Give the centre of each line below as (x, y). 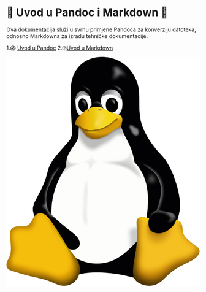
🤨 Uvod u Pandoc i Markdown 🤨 (87, 13)
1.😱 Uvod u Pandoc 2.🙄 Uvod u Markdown (60, 48)
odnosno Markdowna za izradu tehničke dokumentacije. (77, 36)
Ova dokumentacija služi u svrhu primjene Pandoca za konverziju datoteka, (101, 29)
